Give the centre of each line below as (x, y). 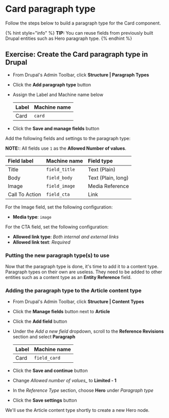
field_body (59, 178)
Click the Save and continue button (50, 370)
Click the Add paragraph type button (52, 84)
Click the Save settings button (45, 400)
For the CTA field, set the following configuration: (57, 227)
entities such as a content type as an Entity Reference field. (68, 277)
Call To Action (25, 194)
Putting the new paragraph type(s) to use (57, 255)
